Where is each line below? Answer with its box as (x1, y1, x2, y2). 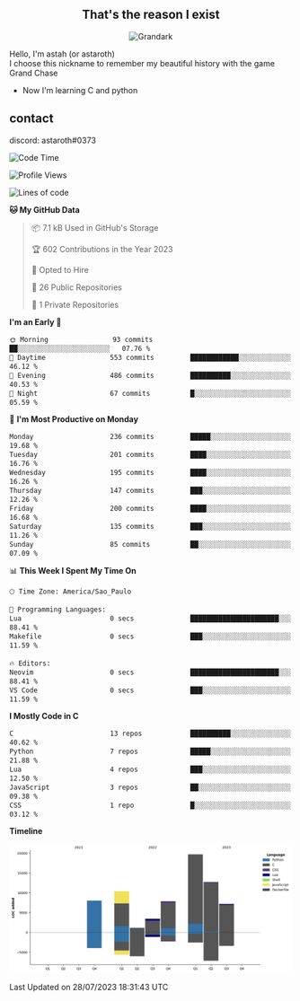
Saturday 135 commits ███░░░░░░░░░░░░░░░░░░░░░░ (9, 522, 292, 531)
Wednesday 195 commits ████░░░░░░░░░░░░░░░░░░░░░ (9, 468, 292, 477)
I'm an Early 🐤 (9, 316, 62, 327)
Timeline (9, 825, 43, 836)
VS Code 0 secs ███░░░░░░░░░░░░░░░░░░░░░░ (9, 686, 292, 695)
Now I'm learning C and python (22, 84, 138, 95)
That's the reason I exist (82, 7, 220, 22)
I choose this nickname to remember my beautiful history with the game (9, 57, 276, 68)
